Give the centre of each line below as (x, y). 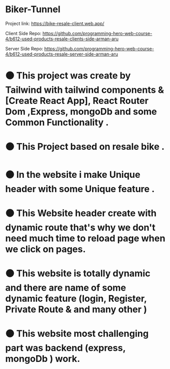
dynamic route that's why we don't (80, 227)
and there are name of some (66, 288)
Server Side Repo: (24, 48)
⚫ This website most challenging (77, 334)
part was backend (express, (65, 348)
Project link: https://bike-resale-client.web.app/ (55, 23)
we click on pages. (46, 249)
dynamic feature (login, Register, (76, 298)
